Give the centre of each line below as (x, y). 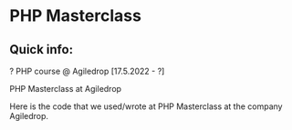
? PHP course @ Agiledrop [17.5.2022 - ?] (87, 71)
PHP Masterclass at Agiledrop (65, 89)
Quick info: (42, 50)
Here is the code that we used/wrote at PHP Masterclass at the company (146, 106)
